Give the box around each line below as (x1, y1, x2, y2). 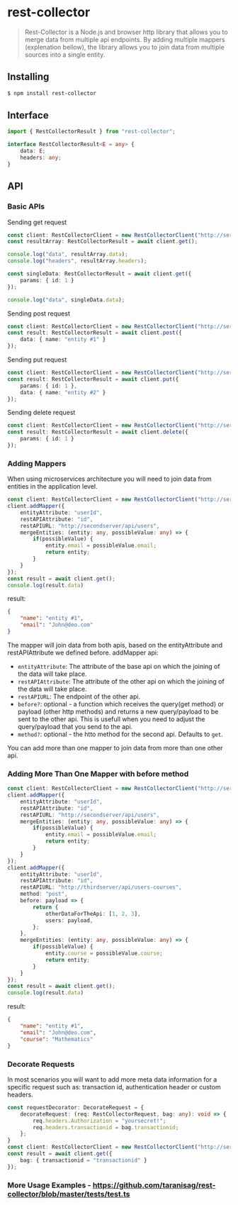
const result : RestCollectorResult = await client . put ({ (7, 375, 179, 383)
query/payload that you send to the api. (17, 722, 133, 731)
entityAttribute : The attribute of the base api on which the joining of (17, 662, 221, 670)
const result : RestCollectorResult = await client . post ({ (7, 329, 182, 337)
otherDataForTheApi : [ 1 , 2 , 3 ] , (45, 910, 141, 917)
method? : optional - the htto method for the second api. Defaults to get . (17, 730, 223, 738)
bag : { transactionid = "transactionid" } (20, 1157, 147, 1164)
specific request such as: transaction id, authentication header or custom (7, 1082, 221, 1091)
